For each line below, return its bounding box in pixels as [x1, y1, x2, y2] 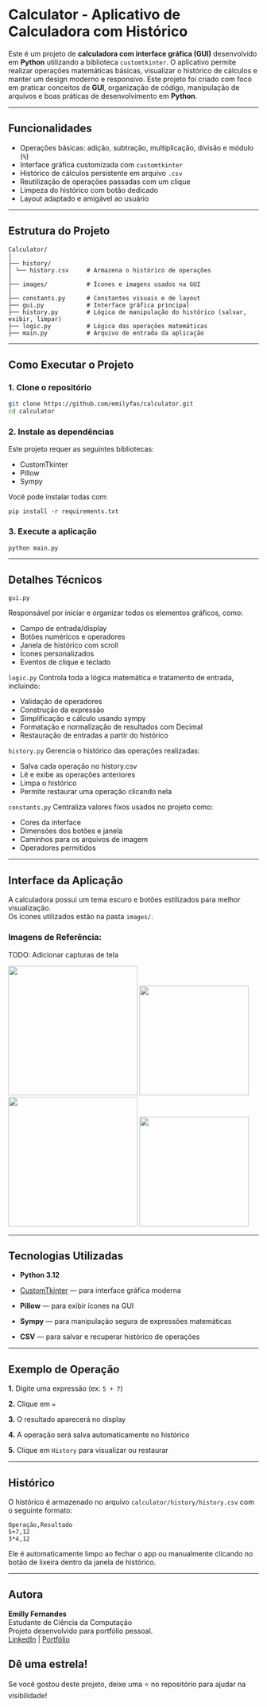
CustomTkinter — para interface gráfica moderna [19, 1286, 181, 1295]
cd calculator [8, 408, 56, 416]
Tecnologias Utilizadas [8, 1249, 124, 1263]
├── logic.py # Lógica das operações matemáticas [8, 322, 208, 330]
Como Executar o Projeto [8, 358, 134, 371]
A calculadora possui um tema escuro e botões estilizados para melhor [8, 895, 241, 905]
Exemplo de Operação [8, 1362, 120, 1376]
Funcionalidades [8, 122, 93, 135]
